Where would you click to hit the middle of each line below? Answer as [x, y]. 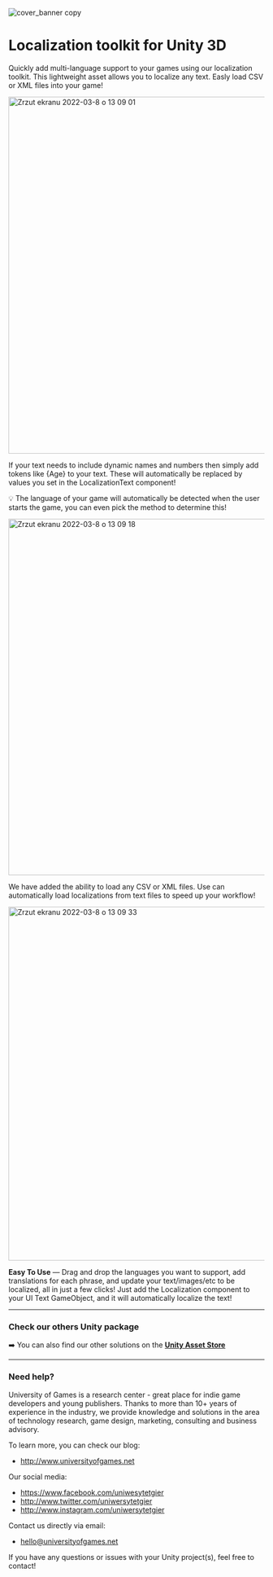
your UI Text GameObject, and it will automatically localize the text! [120, 1298]
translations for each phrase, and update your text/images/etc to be [122, 1280]
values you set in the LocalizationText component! [92, 482]
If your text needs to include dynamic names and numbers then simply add [134, 465]
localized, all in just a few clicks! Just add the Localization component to [129, 1289]
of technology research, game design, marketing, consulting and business [133, 1421]
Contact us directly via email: [57, 1525]
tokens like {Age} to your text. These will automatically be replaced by [126, 473]
